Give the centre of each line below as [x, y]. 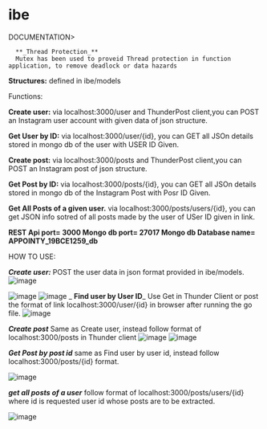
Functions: [26, 96]
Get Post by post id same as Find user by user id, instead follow [114, 353]
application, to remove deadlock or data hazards [93, 66]
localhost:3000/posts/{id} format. [64, 361]
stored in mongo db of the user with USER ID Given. [94, 144]
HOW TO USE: [32, 256]
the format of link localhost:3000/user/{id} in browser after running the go [130, 304]
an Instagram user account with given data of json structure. [108, 120]
